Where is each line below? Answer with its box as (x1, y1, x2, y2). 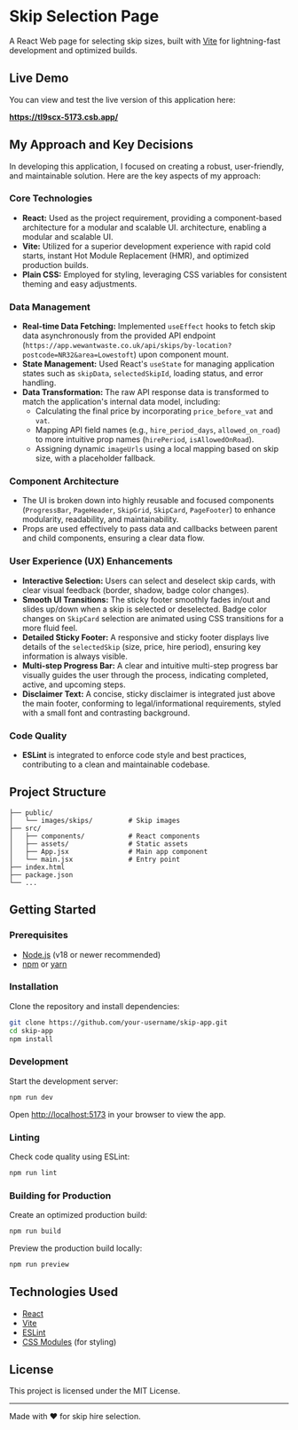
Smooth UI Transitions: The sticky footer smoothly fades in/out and (21, 594, 271, 604)
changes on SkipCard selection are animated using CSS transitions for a (21, 612, 284, 623)
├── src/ (9, 824, 42, 833)
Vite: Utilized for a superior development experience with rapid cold (21, 241, 271, 251)
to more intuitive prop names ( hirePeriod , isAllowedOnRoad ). (35, 434, 255, 445)
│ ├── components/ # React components (9, 832, 200, 841)
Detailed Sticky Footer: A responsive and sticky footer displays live (21, 632, 270, 643)
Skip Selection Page (9, 6, 160, 27)
